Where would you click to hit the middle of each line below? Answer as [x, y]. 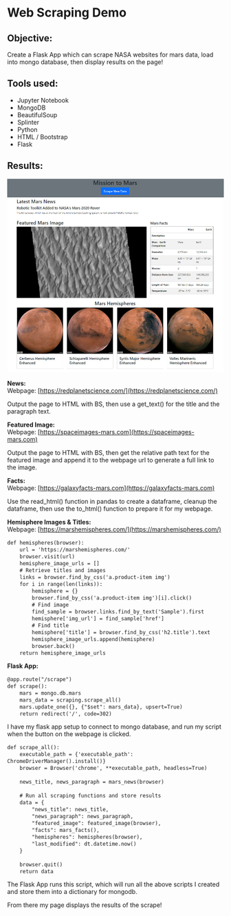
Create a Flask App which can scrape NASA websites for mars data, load [110, 54]
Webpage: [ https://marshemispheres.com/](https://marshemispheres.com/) [114, 529]
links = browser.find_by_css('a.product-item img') [95, 577]
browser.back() [54, 646]
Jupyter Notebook [43, 100]
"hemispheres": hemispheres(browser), [87, 837]
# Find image [51, 604]
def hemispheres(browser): [46, 542]
